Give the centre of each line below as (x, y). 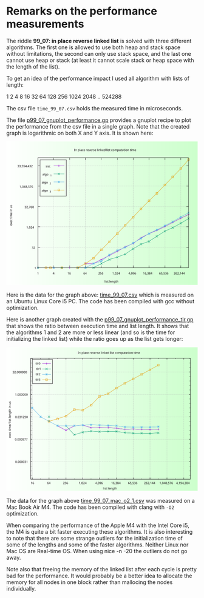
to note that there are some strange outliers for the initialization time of (95, 538)
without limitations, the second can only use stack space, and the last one (99, 53)
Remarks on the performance (82, 11)
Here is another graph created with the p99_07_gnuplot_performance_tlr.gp (100, 319)
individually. (21, 588)
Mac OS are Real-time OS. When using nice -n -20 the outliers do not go (97, 551)
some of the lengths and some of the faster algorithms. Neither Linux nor (97, 545)
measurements (45, 24)
